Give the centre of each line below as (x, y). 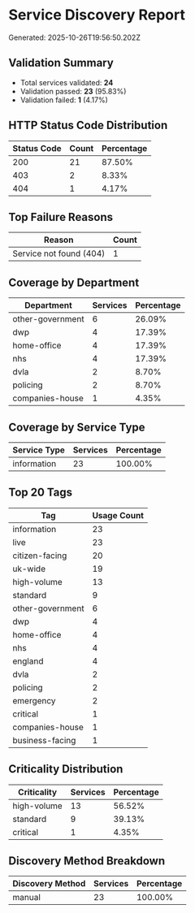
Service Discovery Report (97, 15)
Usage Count (118, 515)
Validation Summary (61, 63)
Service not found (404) (59, 253)
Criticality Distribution (66, 769)
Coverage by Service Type (77, 427)
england (28, 661)
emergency (34, 700)
